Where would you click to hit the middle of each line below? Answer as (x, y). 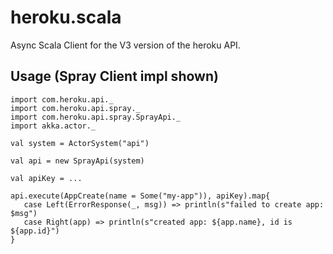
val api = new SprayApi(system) (77, 161)
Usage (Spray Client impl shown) (114, 76)
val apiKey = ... (46, 178)
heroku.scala (66, 17)
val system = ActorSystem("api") (80, 143)
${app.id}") (35, 231)
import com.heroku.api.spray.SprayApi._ (96, 117)
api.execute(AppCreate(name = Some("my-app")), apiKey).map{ (140, 196)
